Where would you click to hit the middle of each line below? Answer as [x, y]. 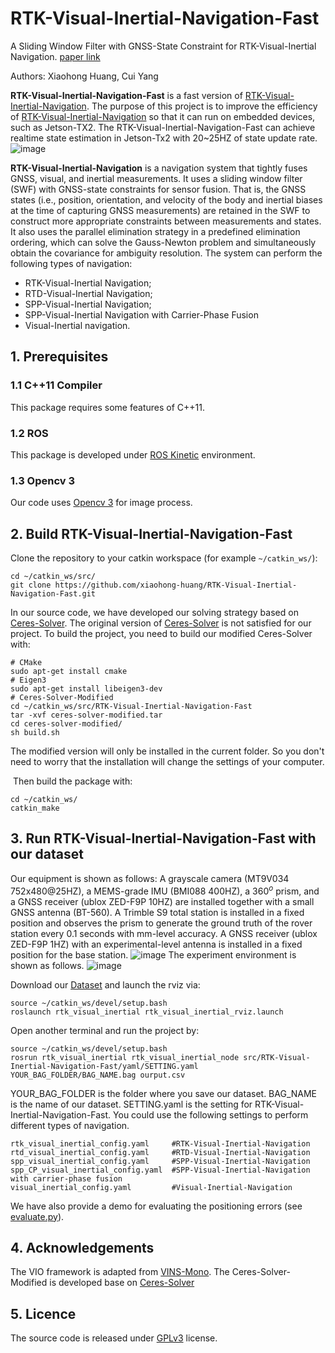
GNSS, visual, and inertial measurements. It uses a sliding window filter [156, 178]
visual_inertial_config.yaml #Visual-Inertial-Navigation [151, 1187]
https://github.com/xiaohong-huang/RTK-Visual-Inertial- [176, 585]
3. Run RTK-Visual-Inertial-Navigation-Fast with [163, 838]
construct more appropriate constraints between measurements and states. [166, 221]
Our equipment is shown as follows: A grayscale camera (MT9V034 [150, 878]
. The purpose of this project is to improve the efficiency [202, 106]
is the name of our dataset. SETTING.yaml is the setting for [131, 1104]
